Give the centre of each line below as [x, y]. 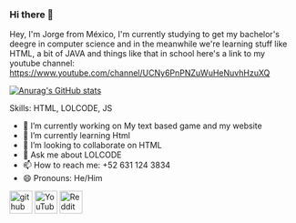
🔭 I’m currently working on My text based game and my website [142, 126]
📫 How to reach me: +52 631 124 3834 [97, 165]
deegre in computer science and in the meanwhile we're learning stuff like [148, 44]
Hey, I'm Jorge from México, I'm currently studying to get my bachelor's [145, 35]
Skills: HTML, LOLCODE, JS [61, 108]
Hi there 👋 [32, 15]
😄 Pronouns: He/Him [62, 178]
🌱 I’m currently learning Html [76, 136]
